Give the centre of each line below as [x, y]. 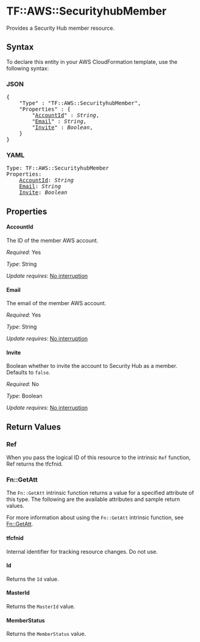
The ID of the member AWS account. [52, 240]
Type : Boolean [24, 396]
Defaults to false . [28, 373]
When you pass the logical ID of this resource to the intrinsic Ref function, [98, 458]
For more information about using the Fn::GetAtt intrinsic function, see [95, 517]
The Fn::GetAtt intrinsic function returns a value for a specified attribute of [100, 493]
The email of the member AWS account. [56, 303]
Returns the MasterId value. [41, 606]
